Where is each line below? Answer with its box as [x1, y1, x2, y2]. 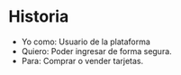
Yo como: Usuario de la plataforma [21, 36, 150, 47]
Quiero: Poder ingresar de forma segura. [21, 45, 172, 56]
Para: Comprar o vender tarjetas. [21, 55, 144, 66]
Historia [8, 6, 69, 27]
